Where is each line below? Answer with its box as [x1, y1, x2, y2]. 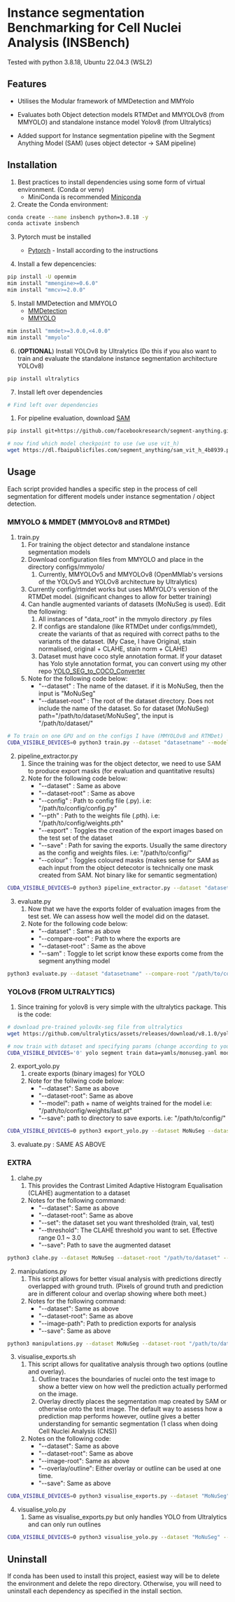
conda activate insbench [7, 220, 80, 227]
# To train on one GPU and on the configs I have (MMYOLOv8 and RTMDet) [7, 733, 224, 740]
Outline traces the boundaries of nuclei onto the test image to [38, 1375, 215, 1383]
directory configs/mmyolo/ [27, 562, 105, 572]
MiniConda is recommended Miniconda [27, 193, 141, 201]
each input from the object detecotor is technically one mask [38, 863, 214, 871]
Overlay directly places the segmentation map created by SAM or [38, 1397, 227, 1406]
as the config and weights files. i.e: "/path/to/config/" [38, 848, 192, 857]
